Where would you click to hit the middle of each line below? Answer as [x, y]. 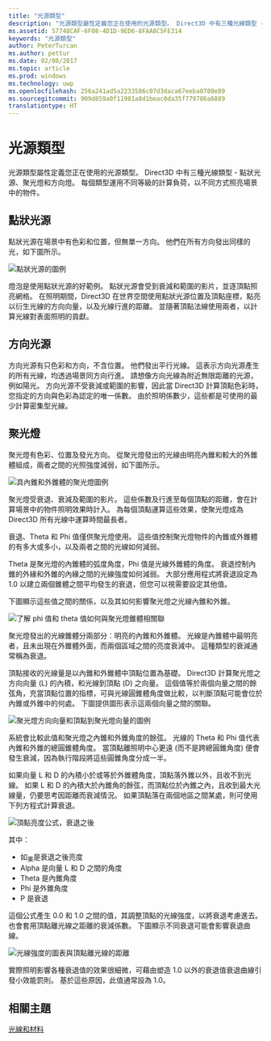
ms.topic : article [39, 69]
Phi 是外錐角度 [44, 888]
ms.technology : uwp [41, 83]
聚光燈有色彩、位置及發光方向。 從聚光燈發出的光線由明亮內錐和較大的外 [129, 454]
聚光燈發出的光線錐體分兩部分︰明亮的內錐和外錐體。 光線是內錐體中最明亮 [133, 635]
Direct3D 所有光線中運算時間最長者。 [70, 519]
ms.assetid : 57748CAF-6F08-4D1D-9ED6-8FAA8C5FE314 [95, 31]
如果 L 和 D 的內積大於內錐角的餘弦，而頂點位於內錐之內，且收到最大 [139, 785]
